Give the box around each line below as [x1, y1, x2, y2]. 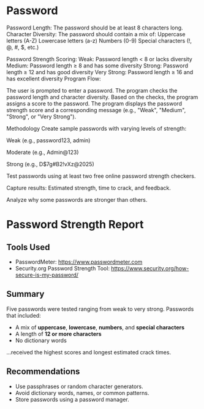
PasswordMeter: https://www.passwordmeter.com [15, 258, 143, 266]
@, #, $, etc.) [6, 44, 39, 51]
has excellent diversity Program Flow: [6, 75, 101, 82]
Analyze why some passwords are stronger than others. [6, 196, 148, 203]
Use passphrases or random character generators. [15, 383, 144, 390]
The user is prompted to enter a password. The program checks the [6, 86, 178, 94]
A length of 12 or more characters [15, 330, 102, 337]
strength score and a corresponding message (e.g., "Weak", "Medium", [6, 106, 186, 113]
